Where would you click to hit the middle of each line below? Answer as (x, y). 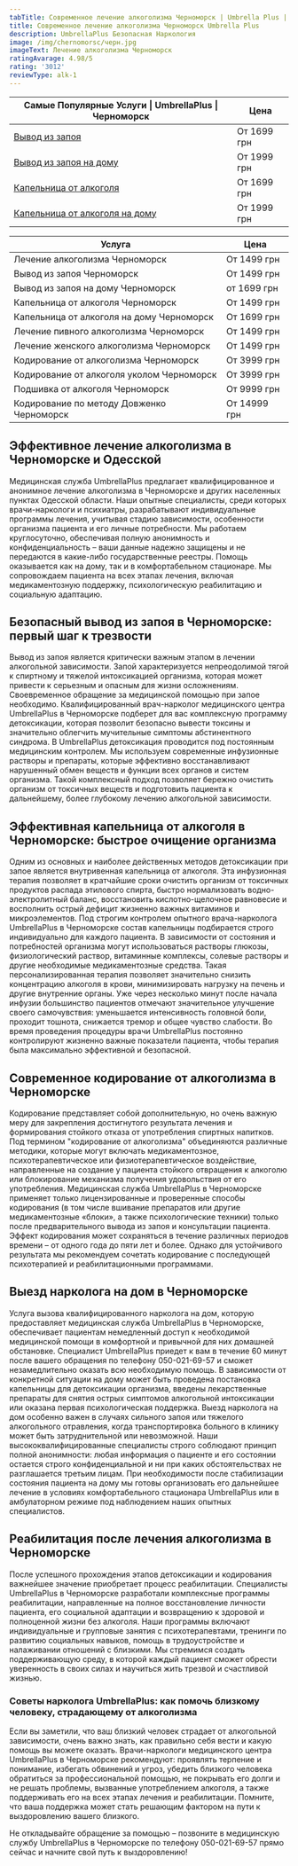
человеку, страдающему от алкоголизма (103, 1712)
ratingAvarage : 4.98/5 (51, 59)
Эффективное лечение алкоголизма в (121, 446)
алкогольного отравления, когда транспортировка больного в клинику (144, 1426)
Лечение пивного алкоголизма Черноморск (109, 331)
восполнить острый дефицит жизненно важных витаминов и (125, 909)
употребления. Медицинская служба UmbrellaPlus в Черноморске (135, 1188)
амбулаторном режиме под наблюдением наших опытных (121, 1501)
